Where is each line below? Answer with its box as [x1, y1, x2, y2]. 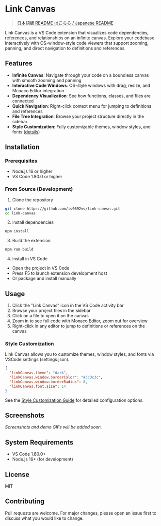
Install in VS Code [12, 256, 48, 262]
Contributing [5, 497, 45, 506]
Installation [5, 143, 40, 151]
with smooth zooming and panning [12, 77, 81, 83]
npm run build [5, 247, 34, 252]
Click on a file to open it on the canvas [12, 313, 89, 319]
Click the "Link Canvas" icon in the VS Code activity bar [12, 302, 124, 309]
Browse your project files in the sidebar [12, 308, 91, 313]
